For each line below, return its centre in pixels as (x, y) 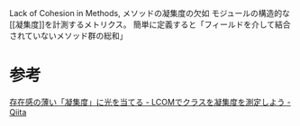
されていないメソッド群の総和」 (68, 36)
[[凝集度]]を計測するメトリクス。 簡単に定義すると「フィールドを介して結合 (150, 24)
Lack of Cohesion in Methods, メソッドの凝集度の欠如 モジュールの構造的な (150, 13)
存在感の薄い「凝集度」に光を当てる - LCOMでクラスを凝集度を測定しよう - (150, 102)
